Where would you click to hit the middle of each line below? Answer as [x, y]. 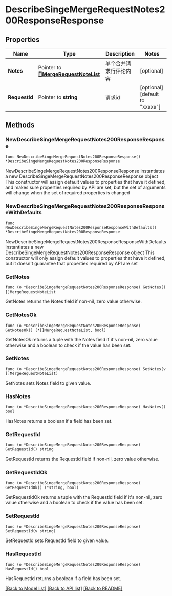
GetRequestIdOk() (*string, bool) [42, 487]
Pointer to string [58, 97]
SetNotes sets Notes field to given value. [48, 383]
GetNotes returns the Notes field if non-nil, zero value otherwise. [74, 301]
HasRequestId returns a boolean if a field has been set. [63, 579]
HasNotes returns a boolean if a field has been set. [59, 421]
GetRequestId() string [29, 449]
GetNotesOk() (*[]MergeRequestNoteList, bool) [56, 330]
